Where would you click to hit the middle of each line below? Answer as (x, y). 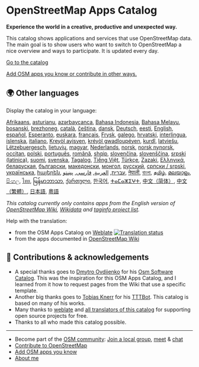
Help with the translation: (37, 221)
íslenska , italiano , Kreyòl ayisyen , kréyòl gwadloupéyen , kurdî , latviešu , (92, 141)
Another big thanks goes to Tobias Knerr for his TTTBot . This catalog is (102, 296)
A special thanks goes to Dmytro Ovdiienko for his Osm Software (94, 272)
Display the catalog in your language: (52, 110)
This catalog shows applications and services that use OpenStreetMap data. (99, 38)
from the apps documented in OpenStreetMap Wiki (77, 238)
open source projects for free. (51, 315)
